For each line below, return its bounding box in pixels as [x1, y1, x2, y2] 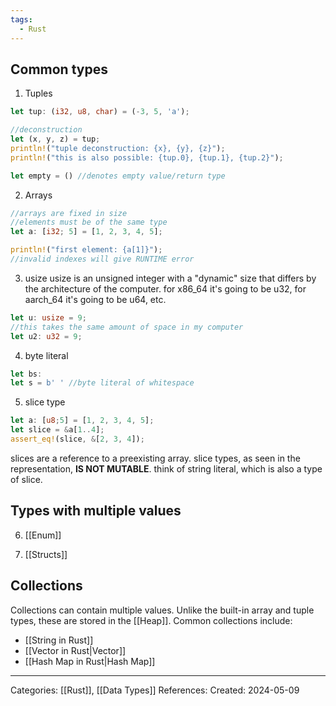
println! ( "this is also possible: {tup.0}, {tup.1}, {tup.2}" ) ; [10, 152, 284, 163]
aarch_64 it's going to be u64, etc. [24, 293, 167, 305]
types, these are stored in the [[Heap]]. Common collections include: [10, 614, 293, 626]
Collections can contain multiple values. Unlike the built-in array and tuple [10, 604, 315, 616]
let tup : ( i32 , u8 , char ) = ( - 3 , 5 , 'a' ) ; [10, 107, 190, 117]
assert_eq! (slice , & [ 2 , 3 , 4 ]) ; [10, 434, 145, 445]
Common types [10, 61, 108, 78]
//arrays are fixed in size [10, 208, 128, 218]
